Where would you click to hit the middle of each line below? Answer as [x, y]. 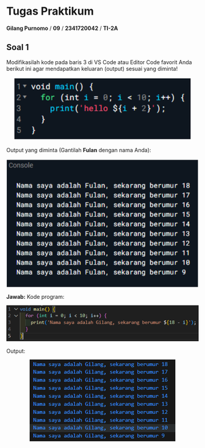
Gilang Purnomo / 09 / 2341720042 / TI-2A [62, 28]
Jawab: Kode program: [35, 296]
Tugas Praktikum [50, 11]
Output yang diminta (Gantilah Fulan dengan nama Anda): [79, 150]
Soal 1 [18, 47]
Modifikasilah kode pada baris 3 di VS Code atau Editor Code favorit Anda [99, 62]
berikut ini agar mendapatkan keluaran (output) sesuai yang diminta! [92, 68]
